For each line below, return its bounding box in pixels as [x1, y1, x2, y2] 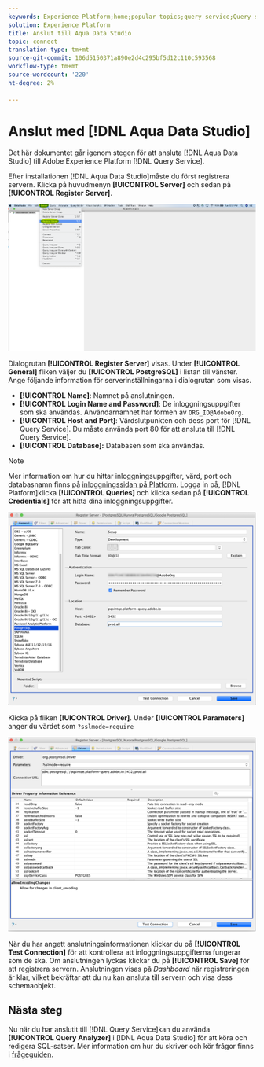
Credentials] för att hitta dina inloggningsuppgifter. [8, 496, 174, 506]
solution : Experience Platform [8, 20, 111, 29]
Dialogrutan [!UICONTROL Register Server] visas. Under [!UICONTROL [8, 359, 240, 368]
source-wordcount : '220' [8, 71, 90, 79]
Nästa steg [8, 1003, 63, 1017]
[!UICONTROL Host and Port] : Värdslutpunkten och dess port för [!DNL [19, 415, 251, 425]
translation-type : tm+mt [8, 46, 90, 54]
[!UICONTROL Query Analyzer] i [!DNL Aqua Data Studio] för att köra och [8, 1032, 247, 1042]
